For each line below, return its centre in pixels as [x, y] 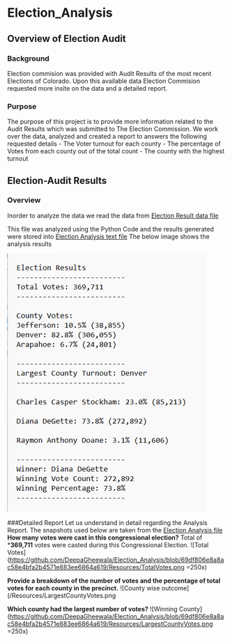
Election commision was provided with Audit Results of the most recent [109, 73]
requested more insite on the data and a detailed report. [87, 88]
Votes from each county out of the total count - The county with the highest [116, 151]
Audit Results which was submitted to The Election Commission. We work [113, 129]
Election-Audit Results [57, 180]
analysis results [30, 244]
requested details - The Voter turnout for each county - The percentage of [114, 144]
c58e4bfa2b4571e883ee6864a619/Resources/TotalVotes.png [96, 567]
